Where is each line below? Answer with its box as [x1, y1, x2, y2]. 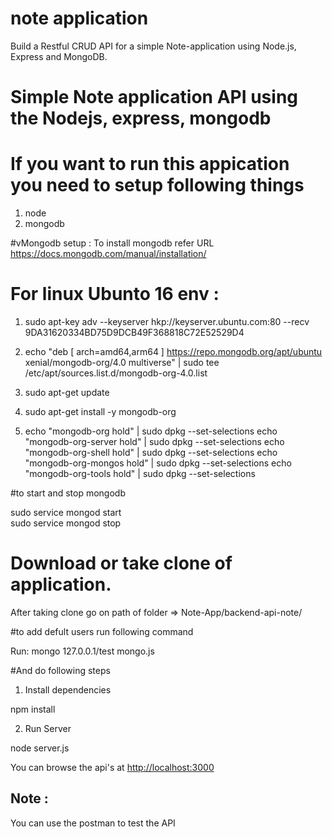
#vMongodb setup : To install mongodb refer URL [10, 237, 215, 249]
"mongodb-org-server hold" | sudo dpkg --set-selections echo [24, 436, 285, 447]
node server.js [10, 742, 70, 754]
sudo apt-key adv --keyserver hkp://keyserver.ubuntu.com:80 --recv [24, 316, 310, 327]
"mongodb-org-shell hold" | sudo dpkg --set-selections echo [24, 447, 278, 458]
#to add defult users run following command [10, 625, 194, 637]
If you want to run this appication [10, 153, 290, 176]
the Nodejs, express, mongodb [10, 107, 272, 130]
